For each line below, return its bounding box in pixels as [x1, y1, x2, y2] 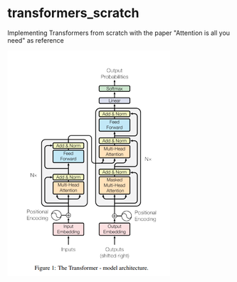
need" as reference [7, 36, 64, 44]
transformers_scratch [7, 5, 139, 21]
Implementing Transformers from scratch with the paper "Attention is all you [7, 28, 230, 37]
